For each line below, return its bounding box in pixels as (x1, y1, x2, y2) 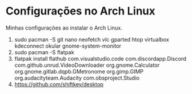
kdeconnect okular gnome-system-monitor (14, 42, 122, 49)
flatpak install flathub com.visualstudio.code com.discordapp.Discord (14, 55, 187, 62)
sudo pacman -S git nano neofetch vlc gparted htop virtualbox (14, 36, 170, 43)
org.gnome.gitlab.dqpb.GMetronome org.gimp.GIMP (14, 67, 144, 75)
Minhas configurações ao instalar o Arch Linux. (5, 24, 123, 31)
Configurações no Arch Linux (5, 4, 156, 18)
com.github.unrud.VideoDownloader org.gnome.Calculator (14, 61, 160, 69)
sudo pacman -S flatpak (14, 48, 75, 55)
